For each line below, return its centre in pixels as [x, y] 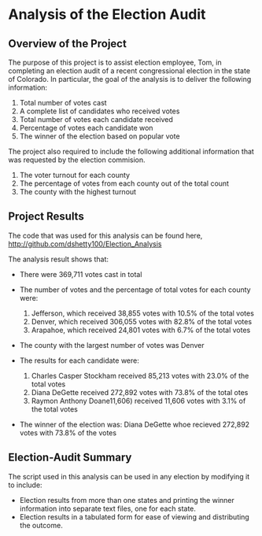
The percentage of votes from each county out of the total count [124, 183]
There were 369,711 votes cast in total [81, 274]
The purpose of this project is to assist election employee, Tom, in [115, 62]
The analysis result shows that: [58, 259]
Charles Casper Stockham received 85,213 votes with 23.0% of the [140, 375]
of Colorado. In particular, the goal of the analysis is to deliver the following [130, 79]
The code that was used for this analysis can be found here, [105, 235]
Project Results [46, 217]
